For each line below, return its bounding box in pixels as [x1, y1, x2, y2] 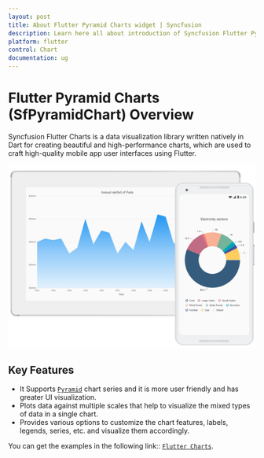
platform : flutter [8, 38, 68, 46]
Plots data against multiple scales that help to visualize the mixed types [19, 401, 251, 411]
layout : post [8, 13, 51, 20]
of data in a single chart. [19, 409, 98, 419]
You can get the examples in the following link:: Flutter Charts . [8, 441, 214, 451]
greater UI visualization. [19, 393, 97, 402]
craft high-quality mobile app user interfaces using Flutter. [8, 148, 197, 157]
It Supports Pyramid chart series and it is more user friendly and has [19, 384, 239, 393]
